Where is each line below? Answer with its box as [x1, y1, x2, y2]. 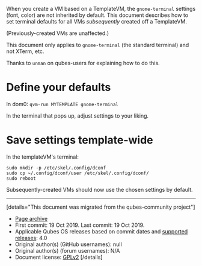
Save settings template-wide [6, 133, 153, 147]
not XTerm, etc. [6, 48, 44, 55]
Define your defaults [6, 81, 111, 94]
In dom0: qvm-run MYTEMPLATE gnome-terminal [6, 100, 119, 107]
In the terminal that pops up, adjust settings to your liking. [6, 112, 149, 119]
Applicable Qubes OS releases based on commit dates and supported [14, 227, 188, 235]
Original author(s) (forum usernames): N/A [14, 247, 120, 254]
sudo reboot [6, 175, 36, 182]
